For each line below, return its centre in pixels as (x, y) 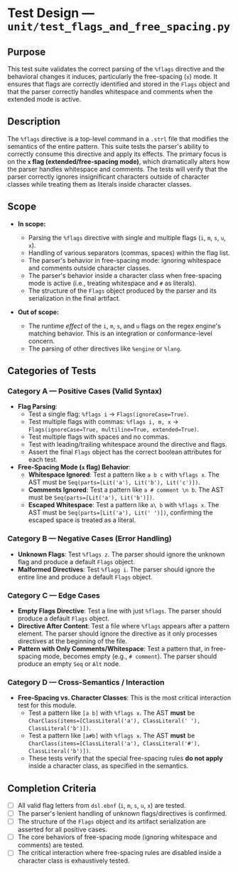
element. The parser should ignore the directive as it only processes (118, 633)
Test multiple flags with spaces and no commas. (99, 437)
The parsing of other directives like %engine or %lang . (105, 348)
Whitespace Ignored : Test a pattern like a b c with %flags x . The (124, 474)
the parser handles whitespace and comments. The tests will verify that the (118, 169)
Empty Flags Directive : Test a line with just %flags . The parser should (119, 611)
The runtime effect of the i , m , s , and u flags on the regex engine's (125, 326)
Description (34, 121)
